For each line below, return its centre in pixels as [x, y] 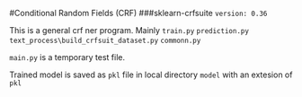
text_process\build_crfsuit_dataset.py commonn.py [105, 40]
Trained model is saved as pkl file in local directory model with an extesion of [151, 75]
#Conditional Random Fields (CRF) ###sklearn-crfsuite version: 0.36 [138, 13]
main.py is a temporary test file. [67, 57]
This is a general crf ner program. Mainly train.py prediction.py [129, 30]
